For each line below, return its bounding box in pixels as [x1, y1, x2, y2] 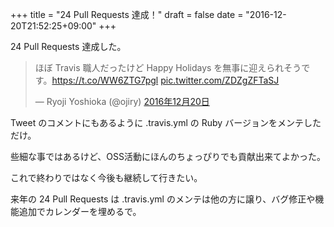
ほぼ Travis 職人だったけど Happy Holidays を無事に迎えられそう [34, 62, 302, 73]
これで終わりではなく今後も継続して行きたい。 [10, 172, 203, 183]
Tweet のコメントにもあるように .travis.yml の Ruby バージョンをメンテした [10, 117, 322, 128]
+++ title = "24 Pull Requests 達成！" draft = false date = [10, 9, 244, 20]
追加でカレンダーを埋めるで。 [18, 206, 142, 217]
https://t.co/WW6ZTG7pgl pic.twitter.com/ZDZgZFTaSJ [51, 74, 280, 86]
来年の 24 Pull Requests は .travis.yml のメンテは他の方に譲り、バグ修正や [10, 193, 316, 205]
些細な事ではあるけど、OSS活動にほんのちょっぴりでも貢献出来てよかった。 [10, 151, 326, 162]
